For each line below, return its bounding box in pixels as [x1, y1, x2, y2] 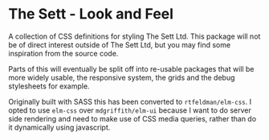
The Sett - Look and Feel [8, 5, 174, 23]
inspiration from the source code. [8, 48, 119, 58]
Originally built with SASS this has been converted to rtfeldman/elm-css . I [8, 97, 251, 106]
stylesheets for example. [8, 81, 90, 91]
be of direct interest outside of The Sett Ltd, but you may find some [8, 39, 231, 49]
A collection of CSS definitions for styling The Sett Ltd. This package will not [8, 31, 261, 41]
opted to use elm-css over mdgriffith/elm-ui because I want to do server [8, 105, 251, 115]
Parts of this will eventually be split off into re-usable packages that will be [8, 64, 255, 73]
